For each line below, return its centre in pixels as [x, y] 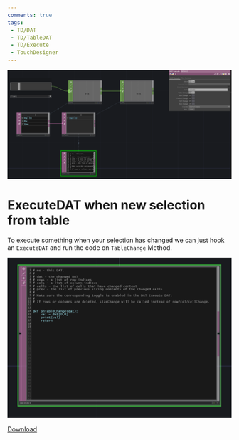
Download [22, 429]
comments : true [30, 15]
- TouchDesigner [34, 53]
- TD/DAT [23, 30]
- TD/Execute [30, 45]
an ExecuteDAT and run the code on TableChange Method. [90, 247]
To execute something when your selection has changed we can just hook [116, 240]
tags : [15, 22]
